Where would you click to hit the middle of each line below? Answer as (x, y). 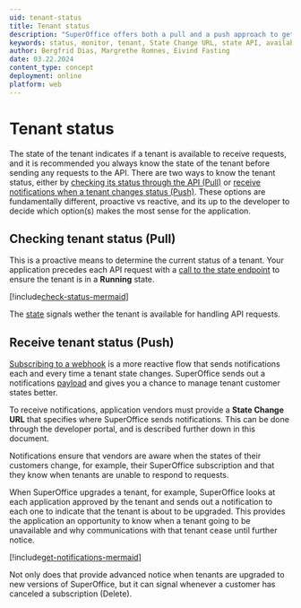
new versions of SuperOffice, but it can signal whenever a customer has (142, 585)
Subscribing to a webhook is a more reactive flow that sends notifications (145, 364)
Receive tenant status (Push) (92, 342)
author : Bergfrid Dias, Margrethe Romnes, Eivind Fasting (120, 51)
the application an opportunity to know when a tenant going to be (130, 521)
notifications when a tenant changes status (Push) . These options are (138, 191)
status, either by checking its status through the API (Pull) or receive (135, 182)
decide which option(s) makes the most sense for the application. (130, 211)
